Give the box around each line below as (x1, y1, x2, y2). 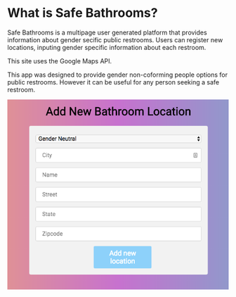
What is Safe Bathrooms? (7, 5, 158, 21)
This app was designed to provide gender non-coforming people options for (7, 70, 228, 79)
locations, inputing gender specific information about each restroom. (7, 43, 206, 51)
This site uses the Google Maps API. (7, 56, 112, 65)
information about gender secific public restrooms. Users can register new (7, 35, 223, 44)
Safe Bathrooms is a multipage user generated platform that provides (7, 28, 207, 37)
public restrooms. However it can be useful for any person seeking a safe (7, 77, 220, 86)
